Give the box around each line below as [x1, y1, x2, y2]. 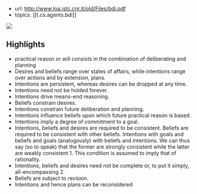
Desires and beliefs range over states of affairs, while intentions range [14, 67, 186, 75]
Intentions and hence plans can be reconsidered [14, 180, 133, 188]
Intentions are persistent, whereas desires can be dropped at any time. [14, 80, 188, 88]
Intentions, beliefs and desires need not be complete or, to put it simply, [14, 162, 189, 169]
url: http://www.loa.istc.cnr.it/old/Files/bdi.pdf [14, 5, 126, 12]
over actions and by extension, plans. [14, 74, 106, 81]
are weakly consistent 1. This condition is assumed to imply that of [14, 149, 176, 156]
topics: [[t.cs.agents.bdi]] [14, 11, 77, 18]
